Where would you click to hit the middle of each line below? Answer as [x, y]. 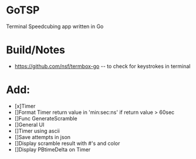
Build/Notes [36, 50]
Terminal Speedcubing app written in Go [55, 26]
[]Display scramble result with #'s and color [67, 143]
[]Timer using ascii [37, 131]
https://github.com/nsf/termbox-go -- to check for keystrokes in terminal [102, 66]
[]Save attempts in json [43, 137]
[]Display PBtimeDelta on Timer [53, 149]
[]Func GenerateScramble [46, 118]
